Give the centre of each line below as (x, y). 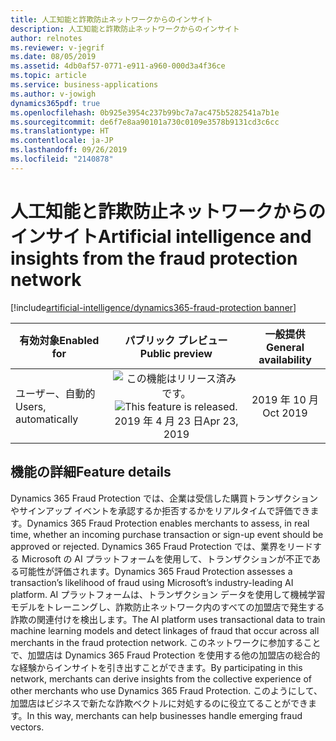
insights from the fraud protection (154, 258)
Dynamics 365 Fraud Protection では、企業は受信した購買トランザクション (164, 498)
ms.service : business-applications (84, 85)
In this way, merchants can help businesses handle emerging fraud (164, 715)
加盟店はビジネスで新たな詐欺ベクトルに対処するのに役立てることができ (159, 703)
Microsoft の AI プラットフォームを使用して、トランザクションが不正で (167, 558)
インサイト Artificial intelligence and (161, 236)
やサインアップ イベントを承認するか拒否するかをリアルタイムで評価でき (160, 510)
